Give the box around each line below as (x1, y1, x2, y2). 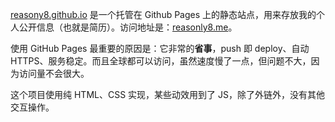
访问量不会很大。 (18, 68, 90, 79)
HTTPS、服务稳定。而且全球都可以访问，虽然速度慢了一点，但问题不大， (10, 55, 312, 67)
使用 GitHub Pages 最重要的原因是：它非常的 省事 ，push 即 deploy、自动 (10, 43, 310, 54)
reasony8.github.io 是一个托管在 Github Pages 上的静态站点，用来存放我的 (10, 9, 317, 20)
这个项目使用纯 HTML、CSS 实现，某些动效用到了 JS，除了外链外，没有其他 (10, 89, 325, 100)
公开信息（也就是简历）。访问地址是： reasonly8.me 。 (18, 21, 238, 33)
